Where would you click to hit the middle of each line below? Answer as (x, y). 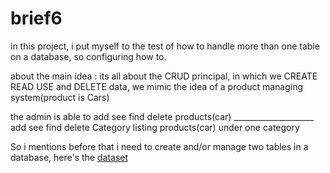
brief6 (36, 18)
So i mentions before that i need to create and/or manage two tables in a (159, 146)
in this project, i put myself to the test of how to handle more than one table (165, 46)
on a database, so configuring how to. (88, 56)
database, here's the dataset (69, 157)
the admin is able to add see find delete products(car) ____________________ (162, 116)
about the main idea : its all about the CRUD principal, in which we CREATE (164, 76)
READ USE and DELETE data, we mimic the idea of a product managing (157, 86)
